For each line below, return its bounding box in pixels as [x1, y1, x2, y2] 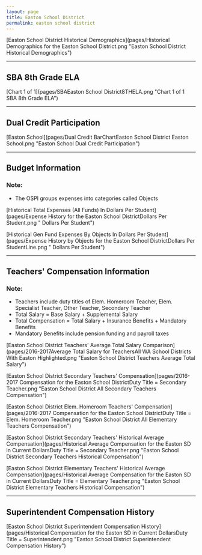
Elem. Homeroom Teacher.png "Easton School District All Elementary [6, 416, 177, 423]
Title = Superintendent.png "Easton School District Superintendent [6, 536, 171, 543]
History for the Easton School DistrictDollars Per [47, 213, 167, 220]
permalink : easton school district [6, 20, 96, 26]
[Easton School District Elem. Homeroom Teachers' [6, 403, 133, 410]
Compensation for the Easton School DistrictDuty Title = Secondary [19, 379, 187, 386]
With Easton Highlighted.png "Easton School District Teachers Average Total [6, 354, 195, 362]
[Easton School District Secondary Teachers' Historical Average [6, 434, 164, 441]
